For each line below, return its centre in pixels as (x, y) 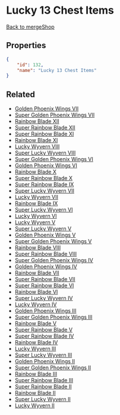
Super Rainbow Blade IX (44, 184)
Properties (26, 45)
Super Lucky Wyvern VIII (45, 153)
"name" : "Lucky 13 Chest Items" (57, 70)
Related (21, 94)
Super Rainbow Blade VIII (46, 254)
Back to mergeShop (30, 27)
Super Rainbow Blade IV (44, 336)
